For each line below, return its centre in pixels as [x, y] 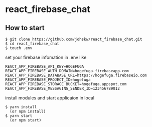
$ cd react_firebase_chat [32, 44]
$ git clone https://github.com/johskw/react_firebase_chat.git [74, 39]
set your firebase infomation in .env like [46, 57]
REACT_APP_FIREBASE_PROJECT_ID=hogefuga [48, 80]
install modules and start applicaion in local [50, 98]
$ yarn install [21, 107]
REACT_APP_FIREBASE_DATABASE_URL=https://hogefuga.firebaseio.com [76, 75]
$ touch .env [19, 48]
